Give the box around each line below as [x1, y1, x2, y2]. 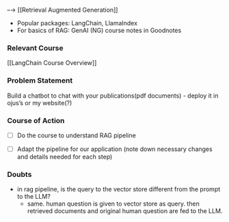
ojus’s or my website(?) [7, 98, 72, 107]
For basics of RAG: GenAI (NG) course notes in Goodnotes [16, 27, 182, 34]
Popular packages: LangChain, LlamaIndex [16, 19, 138, 27]
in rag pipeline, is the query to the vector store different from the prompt [16, 185, 221, 193]
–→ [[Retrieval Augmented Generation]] [7, 6, 118, 14]
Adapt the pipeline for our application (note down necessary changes [16, 145, 213, 153]
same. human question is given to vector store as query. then [27, 199, 200, 208]
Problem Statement [7, 76, 73, 85]
